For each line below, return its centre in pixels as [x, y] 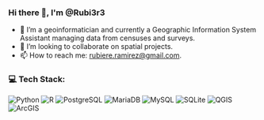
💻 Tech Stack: [37, 80]
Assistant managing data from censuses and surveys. [107, 38]
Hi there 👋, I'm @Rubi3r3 [57, 13]
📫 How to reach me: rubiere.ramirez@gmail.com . [101, 55]
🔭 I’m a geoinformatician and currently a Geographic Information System [138, 30]
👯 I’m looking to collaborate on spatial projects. [96, 47]
